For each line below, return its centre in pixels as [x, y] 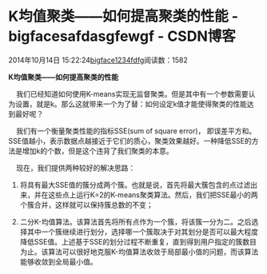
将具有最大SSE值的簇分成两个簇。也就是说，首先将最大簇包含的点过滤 [135, 185]
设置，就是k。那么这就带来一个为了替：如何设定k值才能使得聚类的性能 [131, 104]
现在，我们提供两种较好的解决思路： [76, 168]
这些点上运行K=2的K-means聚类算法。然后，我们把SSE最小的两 [153, 195]
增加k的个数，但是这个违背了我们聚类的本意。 [98, 151]
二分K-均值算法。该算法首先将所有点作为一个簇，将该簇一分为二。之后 [135, 221]
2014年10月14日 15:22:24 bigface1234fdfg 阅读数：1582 [98, 60]
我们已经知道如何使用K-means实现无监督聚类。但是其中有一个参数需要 [132, 93]
